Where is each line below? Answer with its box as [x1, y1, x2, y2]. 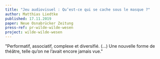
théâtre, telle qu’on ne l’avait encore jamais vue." [5, 48, 103, 54]
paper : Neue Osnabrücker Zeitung [5, 20, 74, 26]
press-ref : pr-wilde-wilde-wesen [5, 25, 74, 30]
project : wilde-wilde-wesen [5, 30, 63, 35]
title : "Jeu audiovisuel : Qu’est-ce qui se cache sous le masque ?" [5, 7, 151, 12]
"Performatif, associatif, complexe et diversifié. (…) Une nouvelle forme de [5, 43, 156, 49]
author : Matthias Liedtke [5, 12, 58, 17]
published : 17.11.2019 [5, 16, 52, 21]
